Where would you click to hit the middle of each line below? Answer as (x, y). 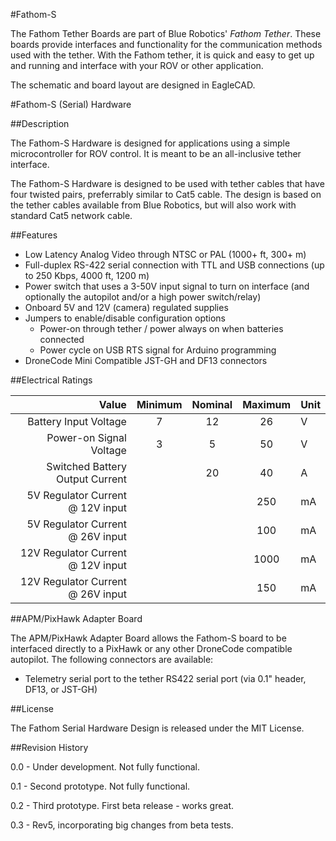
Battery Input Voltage (77, 421)
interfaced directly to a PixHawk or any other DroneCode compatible (151, 648)
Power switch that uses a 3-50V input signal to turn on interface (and (167, 286)
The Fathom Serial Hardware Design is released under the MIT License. (157, 728)
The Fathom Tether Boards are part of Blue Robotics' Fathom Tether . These (166, 33)
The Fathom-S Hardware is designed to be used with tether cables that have (167, 183)
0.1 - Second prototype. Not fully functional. (100, 786)
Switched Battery (86, 466)
